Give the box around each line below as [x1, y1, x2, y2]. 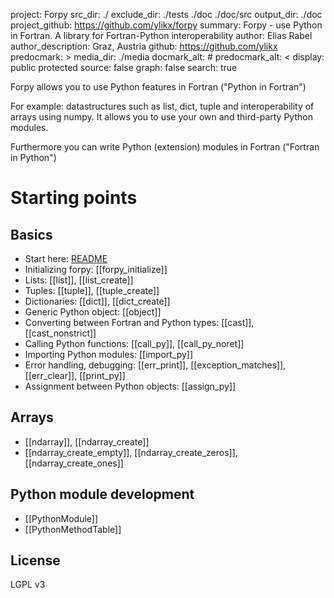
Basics [10, 226, 53, 243]
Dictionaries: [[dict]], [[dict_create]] [24, 295, 171, 307]
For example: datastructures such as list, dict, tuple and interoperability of [10, 100, 315, 112]
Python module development [10, 486, 195, 503]
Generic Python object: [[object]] [24, 306, 162, 318]
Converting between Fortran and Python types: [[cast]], [24, 317, 255, 328]
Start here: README [24, 253, 108, 264]
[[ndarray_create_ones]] [24, 457, 124, 469]
